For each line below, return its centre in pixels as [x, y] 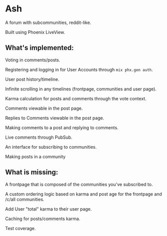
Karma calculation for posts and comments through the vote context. [76, 98]
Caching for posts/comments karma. [43, 219]
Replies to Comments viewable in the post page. [55, 118]
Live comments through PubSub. [39, 137]
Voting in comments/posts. [33, 60]
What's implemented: [39, 48]
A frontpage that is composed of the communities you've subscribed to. [79, 184]
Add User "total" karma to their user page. [49, 209]
